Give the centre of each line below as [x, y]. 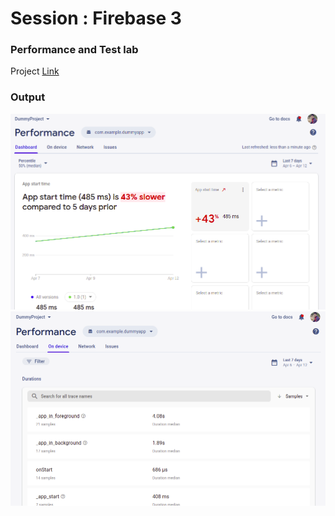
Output [28, 97]
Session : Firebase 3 [96, 18]
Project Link [35, 71]
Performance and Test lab [74, 50]
